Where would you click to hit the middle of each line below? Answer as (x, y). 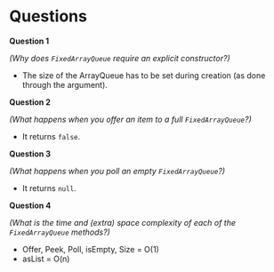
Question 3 (30, 154)
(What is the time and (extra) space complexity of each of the (122, 222)
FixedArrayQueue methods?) (60, 232)
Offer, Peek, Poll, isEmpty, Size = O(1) (91, 249)
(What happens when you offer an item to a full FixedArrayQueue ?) (130, 119)
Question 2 (30, 102)
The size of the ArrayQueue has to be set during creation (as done (144, 75)
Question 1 (29, 41)
